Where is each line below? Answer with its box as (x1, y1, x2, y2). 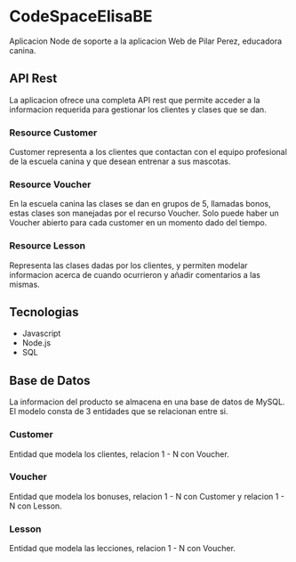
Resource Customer (9, 126, 98, 139)
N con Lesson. (9, 501, 62, 511)
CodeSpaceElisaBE (9, 6, 153, 27)
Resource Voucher (9, 178, 92, 191)
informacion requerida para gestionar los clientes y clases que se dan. (9, 104, 267, 115)
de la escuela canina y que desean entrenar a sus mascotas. (9, 156, 231, 167)
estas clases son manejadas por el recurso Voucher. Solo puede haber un (9, 208, 280, 219)
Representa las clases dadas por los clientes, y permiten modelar (9, 260, 248, 271)
